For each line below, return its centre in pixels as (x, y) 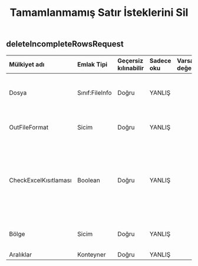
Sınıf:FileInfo (95, 92)
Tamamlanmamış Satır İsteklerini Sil (99, 13)
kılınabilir (131, 68)
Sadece (160, 61)
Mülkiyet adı (27, 64)
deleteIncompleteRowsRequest (65, 44)
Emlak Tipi (93, 64)
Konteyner (92, 254)
